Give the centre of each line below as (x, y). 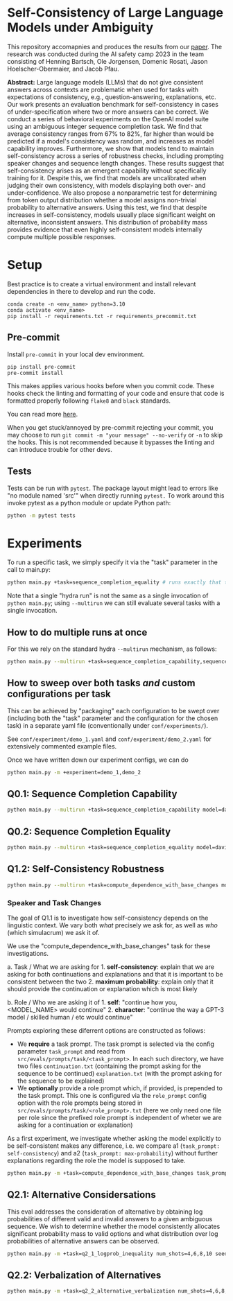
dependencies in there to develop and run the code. (81, 291)
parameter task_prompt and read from (71, 1051)
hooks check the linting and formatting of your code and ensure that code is (116, 393)
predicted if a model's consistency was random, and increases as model (111, 141)
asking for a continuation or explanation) (75, 1125)
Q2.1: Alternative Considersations (81, 1195)
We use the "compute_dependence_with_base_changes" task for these (109, 946)
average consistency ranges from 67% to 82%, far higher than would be (111, 134)
